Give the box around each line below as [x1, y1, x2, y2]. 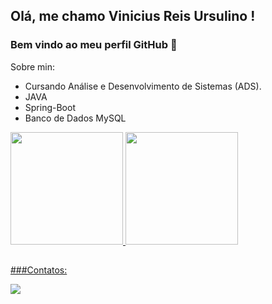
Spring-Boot [24, 101, 76, 113]
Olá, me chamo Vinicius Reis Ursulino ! [10, 8, 256, 25]
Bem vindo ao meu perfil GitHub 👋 [10, 38, 178, 52]
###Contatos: [10, 264, 68, 276]
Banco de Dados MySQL [24, 112, 127, 124]
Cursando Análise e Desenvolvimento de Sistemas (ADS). [24, 80, 262, 92]
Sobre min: [10, 60, 56, 73]
